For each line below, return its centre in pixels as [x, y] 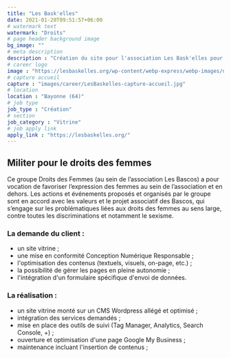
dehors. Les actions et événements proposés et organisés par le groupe [109, 194]
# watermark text [32, 26]
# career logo [27, 65]
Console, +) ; [35, 332]
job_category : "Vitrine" [44, 122]
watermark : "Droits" [37, 33]
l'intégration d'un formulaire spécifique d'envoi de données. [102, 278]
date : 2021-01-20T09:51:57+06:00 [55, 20]
